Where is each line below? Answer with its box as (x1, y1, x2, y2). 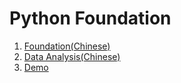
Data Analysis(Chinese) (23, 50, 121, 62)
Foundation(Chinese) (23, 40, 111, 52)
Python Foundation (9, 7, 172, 30)
